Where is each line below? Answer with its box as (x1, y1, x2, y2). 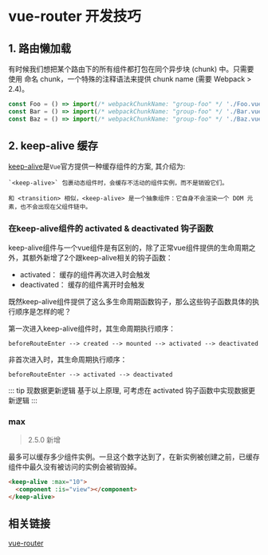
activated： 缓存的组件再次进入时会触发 (19, 269, 151, 279)
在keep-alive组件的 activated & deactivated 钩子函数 (8, 223, 214, 234)
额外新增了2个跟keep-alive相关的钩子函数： (29, 252, 173, 262)
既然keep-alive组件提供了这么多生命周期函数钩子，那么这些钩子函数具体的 (8, 296, 253, 306)
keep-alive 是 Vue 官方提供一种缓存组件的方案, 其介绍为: (8, 161, 186, 172)
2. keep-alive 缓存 (8, 139, 98, 153)
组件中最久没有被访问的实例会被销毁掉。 (8, 462, 141, 472)
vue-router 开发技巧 (8, 7, 142, 26)
